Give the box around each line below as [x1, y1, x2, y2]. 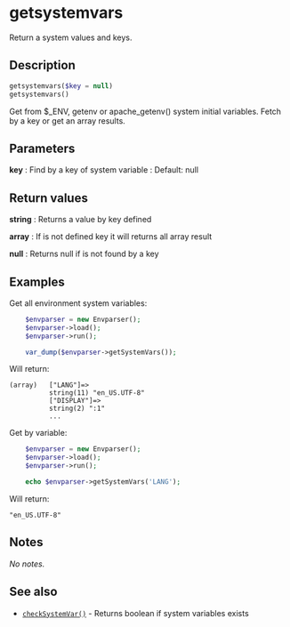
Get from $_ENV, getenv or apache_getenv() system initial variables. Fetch [9, 106, 282, 117]
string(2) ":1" [48, 404, 105, 414]
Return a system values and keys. [9, 32, 133, 43]
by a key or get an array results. [9, 115, 126, 126]
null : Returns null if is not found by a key [9, 248, 159, 260]
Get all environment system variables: [9, 297, 148, 309]
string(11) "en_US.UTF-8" [48, 389, 145, 398]
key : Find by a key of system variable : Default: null [9, 165, 198, 175]
